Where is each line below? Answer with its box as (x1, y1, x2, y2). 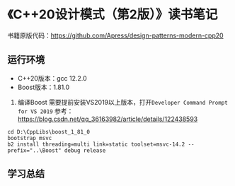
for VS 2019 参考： (17, 107, 74, 115)
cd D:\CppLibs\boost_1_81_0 (7, 128, 91, 135)
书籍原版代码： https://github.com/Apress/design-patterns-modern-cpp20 (7, 31, 224, 40)
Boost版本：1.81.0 (17, 83, 69, 91)
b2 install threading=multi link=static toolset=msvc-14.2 (7, 141, 185, 148)
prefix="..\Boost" (7, 146, 62, 154)
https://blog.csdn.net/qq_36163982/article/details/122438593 (17, 115, 198, 123)
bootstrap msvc (7, 134, 52, 141)
